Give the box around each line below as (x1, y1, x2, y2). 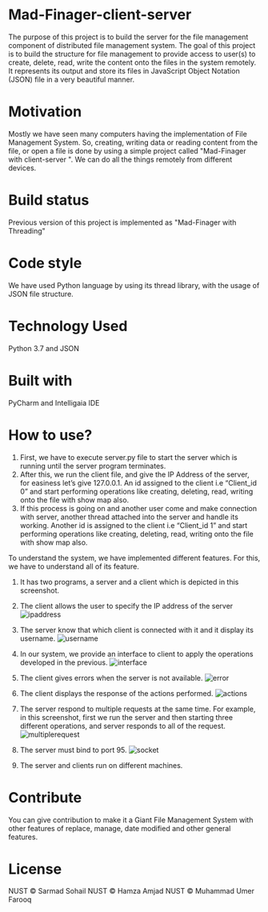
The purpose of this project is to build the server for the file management (8, 32, 249, 42)
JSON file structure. (8, 289, 74, 298)
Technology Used (8, 317, 128, 335)
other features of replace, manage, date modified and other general (8, 823, 231, 833)
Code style (8, 254, 82, 272)
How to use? (8, 426, 93, 444)
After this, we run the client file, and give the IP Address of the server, (19, 470, 250, 479)
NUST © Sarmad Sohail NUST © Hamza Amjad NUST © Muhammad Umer (8, 886, 254, 896)
